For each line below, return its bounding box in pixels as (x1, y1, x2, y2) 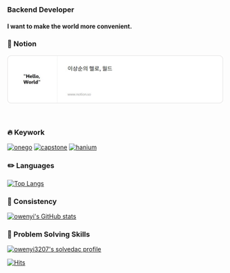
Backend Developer (7, 5, 75, 15)
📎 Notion (7, 39, 37, 49)
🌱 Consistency (7, 196, 57, 206)
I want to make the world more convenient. (7, 22, 133, 30)
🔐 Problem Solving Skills (7, 229, 90, 239)
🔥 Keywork (7, 128, 45, 138)
